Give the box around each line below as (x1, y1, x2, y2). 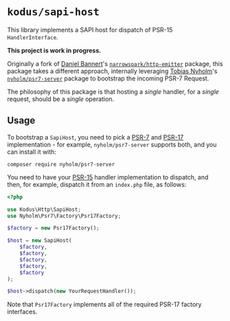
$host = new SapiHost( (7, 237, 72, 244)
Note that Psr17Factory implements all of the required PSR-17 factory (7, 300, 202, 309)
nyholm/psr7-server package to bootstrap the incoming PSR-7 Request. (7, 74, 209, 82)
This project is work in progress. (7, 46, 102, 54)
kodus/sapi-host (7, 5, 100, 19)
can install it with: (7, 147, 57, 156)
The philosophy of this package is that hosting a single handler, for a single (7, 87, 220, 96)
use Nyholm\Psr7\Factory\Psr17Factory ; (7, 212, 122, 219)
